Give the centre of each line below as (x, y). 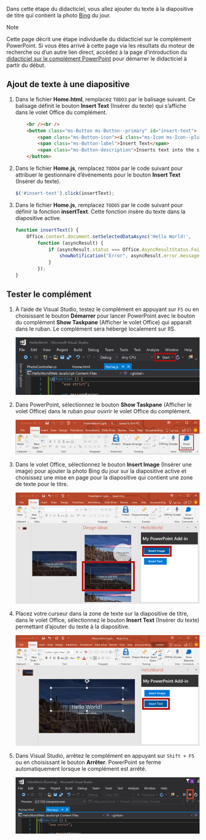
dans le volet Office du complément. (61, 112)
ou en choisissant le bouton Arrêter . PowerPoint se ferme (88, 762)
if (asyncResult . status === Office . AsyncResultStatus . (120, 250)
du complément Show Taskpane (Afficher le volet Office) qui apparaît (103, 322)
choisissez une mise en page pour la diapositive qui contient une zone (104, 478)
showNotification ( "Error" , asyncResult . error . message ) (131, 256)
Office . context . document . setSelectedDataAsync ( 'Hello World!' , (109, 236)
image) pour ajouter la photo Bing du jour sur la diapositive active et (101, 471)
